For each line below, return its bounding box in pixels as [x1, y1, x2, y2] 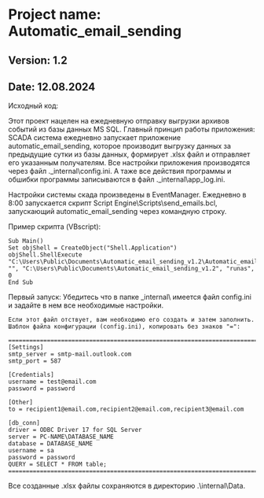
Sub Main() [8, 238, 44, 245]
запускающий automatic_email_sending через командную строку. [8, 207, 227, 216]
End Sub [8, 279, 34, 286]
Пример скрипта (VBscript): [8, 222, 101, 231]
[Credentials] [8, 371, 55, 379]
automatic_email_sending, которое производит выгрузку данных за [8, 142, 232, 151]
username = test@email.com [8, 378, 97, 386]
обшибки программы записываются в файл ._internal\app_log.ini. [8, 175, 225, 184]
